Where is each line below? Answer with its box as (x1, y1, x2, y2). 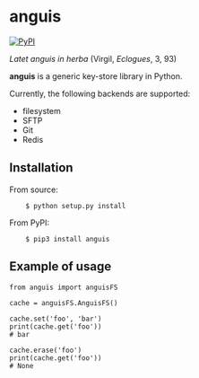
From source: (9, 184, 58, 195)
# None (9, 361, 34, 370)
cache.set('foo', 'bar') (9, 314, 102, 323)
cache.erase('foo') (9, 346, 82, 355)
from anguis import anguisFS (9, 283, 118, 292)
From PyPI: (9, 217, 50, 228)
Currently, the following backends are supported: (9, 88, 191, 99)
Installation (9, 160, 74, 176)
